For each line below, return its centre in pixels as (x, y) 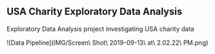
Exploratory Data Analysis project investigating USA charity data (100, 28)
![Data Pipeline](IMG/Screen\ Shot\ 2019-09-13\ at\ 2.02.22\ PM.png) (107, 43)
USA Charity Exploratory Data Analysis (94, 12)
